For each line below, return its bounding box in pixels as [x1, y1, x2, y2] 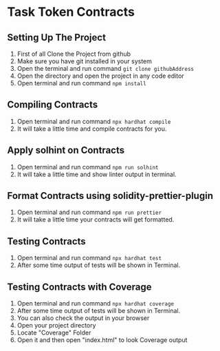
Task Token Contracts [7, 4, 135, 20]
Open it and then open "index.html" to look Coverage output [16, 336, 188, 344]
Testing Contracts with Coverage [7, 281, 152, 292]
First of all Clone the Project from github [16, 50, 131, 58]
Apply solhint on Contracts [7, 145, 125, 156]
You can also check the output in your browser [16, 314, 150, 322]
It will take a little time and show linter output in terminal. [16, 170, 177, 178]
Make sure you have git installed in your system [16, 57, 153, 65]
